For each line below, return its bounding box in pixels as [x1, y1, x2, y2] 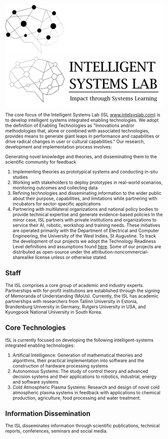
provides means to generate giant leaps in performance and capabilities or [5, 133, 160, 139]
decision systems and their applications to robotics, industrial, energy [12, 373, 157, 380]
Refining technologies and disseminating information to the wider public [12, 190, 162, 196]
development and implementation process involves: [5, 143, 112, 150]
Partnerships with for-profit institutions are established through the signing [5, 287, 160, 294]
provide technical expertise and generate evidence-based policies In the [12, 211, 163, 217]
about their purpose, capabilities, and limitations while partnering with [12, 195, 157, 201]
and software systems [12, 379, 59, 385]
